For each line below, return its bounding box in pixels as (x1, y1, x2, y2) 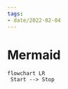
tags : (7, 10, 23, 18)
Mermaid (7, 47, 61, 63)
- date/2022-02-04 (7, 17, 61, 24)
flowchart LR (7, 70, 46, 77)
